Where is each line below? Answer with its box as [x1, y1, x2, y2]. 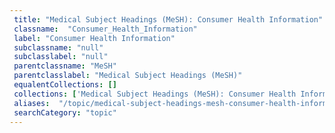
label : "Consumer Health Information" [13, 33, 176, 43]
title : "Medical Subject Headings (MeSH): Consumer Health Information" [13, 14, 324, 25]
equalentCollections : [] [13, 80, 117, 90]
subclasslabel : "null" [13, 52, 109, 62]
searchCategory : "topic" [13, 107, 117, 118]
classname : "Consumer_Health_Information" [13, 24, 198, 34]
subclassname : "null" [13, 42, 104, 53]
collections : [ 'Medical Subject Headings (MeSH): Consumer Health [13, 89, 297, 99]
